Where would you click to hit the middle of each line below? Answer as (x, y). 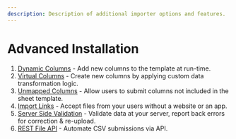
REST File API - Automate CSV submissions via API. (93, 128)
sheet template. (40, 98)
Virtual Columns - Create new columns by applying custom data (111, 75)
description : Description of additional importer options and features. (117, 14)
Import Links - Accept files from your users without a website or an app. (122, 106)
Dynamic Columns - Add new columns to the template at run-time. (114, 68)
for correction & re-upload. (57, 121)
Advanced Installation (73, 48)
